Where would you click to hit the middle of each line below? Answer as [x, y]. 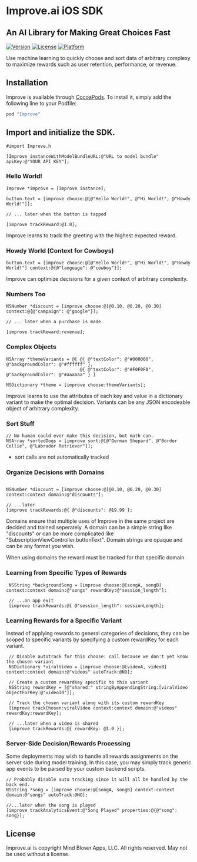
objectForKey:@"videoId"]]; [41, 692]
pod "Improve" [24, 114]
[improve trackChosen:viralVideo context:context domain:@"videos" [93, 708]
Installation [27, 83]
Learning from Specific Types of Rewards [66, 573]
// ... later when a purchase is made [54, 322]
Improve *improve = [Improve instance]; [56, 188]
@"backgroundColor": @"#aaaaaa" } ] [51, 374]
